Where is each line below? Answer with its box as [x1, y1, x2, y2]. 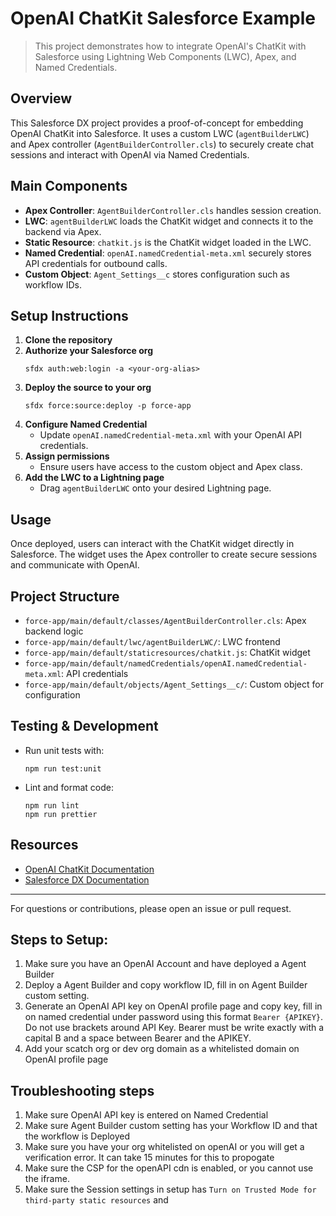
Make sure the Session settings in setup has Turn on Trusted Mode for [24, 1183, 317, 1196]
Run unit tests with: [24, 744, 105, 756]
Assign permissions [24, 450, 110, 462]
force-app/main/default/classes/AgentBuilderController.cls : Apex [24, 615, 307, 626]
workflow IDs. [24, 278, 82, 291]
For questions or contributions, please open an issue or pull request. [10, 902, 292, 914]
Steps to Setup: [10, 932, 109, 949]
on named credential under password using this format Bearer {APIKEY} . [24, 1011, 323, 1023]
